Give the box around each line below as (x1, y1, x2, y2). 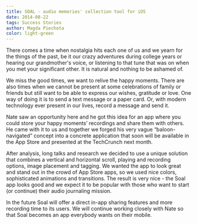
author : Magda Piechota (6, 25, 65, 31)
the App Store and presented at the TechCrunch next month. (6, 139, 153, 146)
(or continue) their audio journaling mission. (6, 187, 112, 195)
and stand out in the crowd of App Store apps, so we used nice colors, (6, 169, 177, 176)
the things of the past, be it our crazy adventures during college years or (6, 53, 182, 60)
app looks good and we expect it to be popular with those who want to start (6, 181, 189, 189)
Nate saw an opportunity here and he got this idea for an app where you (6, 113, 181, 121)
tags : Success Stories (6, 19, 62, 25)
